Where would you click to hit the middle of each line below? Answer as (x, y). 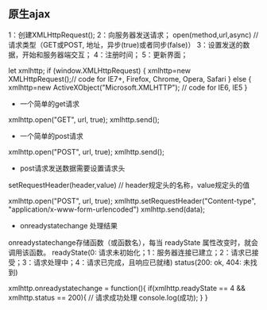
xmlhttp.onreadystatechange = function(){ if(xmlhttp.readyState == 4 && (127, 288)
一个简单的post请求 (51, 136)
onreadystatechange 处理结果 (68, 225)
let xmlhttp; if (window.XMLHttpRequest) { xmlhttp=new (100, 71)
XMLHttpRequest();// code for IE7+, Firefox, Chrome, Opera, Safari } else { (130, 78)
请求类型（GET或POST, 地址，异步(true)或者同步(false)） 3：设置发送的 (126, 44)
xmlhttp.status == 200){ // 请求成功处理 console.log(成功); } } (108, 297)
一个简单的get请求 (50, 103)
